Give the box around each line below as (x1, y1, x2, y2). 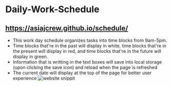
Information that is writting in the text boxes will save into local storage (12, 59, 162, 65)
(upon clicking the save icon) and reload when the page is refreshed (12, 65, 158, 70)
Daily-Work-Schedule (5, 4, 100, 15)
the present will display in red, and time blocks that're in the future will (12, 48, 162, 54)
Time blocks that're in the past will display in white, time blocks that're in (12, 43, 167, 49)
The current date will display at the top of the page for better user (12, 70, 152, 76)
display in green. (12, 53, 48, 60)
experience (12, 75, 37, 81)
